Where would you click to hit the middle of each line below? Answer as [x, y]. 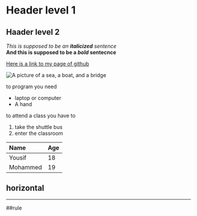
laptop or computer [38, 98]
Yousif [18, 158]
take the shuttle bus [38, 127]
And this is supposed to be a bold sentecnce [61, 52]
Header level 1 [41, 10]
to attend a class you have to [41, 116]
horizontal [25, 188]
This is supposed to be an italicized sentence [61, 46]
